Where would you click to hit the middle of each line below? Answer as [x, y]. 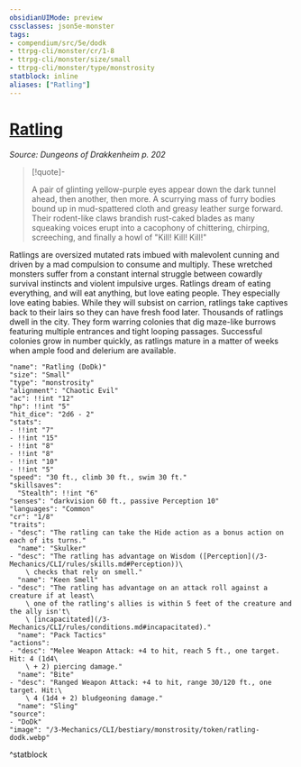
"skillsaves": [36, 485]
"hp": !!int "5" [40, 406]
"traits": [28, 525]
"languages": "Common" [52, 509]
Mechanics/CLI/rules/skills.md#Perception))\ [96, 564]
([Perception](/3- [233, 556]
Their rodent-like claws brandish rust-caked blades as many [143, 218]
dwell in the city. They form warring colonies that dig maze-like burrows [143, 322]
